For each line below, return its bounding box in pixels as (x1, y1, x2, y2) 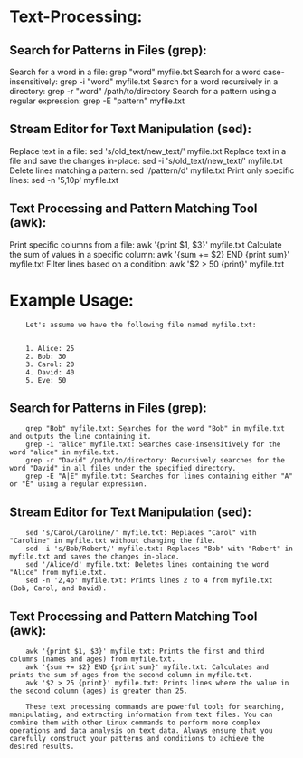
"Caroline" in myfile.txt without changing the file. (9, 537, 217, 546)
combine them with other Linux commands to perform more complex (9, 718, 260, 727)
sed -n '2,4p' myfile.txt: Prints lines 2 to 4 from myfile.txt (25, 576, 273, 586)
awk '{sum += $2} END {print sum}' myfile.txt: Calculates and (25, 663, 270, 672)
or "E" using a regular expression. (9, 480, 147, 489)
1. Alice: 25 (25, 344, 75, 353)
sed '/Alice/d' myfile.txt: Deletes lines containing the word (25, 560, 270, 569)
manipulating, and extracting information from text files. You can (9, 710, 273, 719)
